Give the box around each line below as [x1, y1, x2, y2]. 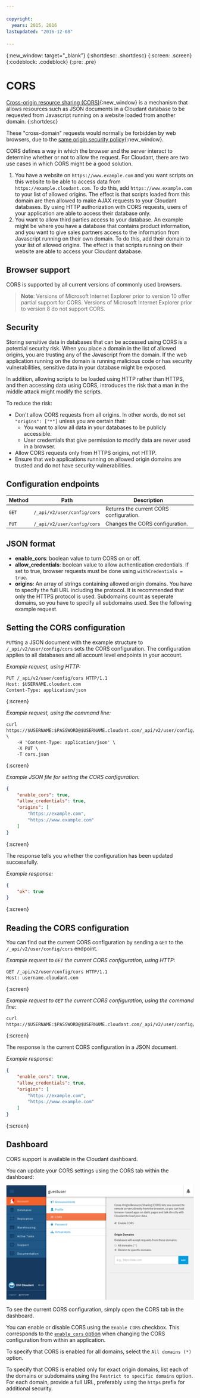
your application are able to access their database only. [14, 210, 151, 217]
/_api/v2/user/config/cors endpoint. [6, 945, 98, 952]
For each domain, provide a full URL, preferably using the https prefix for [6, 1379, 185, 1385]
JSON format [6, 539, 55, 549]
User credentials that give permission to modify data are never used [23, 436, 190, 444]
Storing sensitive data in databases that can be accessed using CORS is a [6, 338, 187, 346]
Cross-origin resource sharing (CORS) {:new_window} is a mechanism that [6, 99, 188, 106]
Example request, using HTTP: [6, 663, 81, 670]
